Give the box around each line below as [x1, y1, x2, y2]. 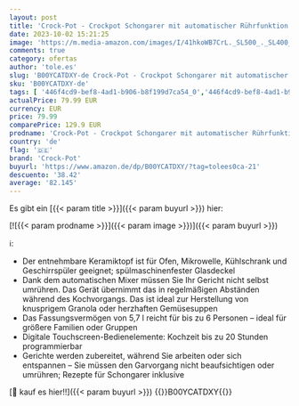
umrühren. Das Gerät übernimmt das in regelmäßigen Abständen [21, 284, 260, 295]
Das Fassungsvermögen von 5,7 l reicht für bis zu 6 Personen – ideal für [21, 313, 287, 323]
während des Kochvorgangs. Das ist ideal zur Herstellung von [21, 294, 249, 304]
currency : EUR [9, 104, 62, 113]
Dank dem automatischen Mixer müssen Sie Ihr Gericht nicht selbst [21, 275, 269, 286]
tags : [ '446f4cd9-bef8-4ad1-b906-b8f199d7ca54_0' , [9, 87, 205, 96]
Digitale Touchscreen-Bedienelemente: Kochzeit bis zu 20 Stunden [21, 331, 269, 343]
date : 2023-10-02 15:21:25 [9, 29, 109, 38]
